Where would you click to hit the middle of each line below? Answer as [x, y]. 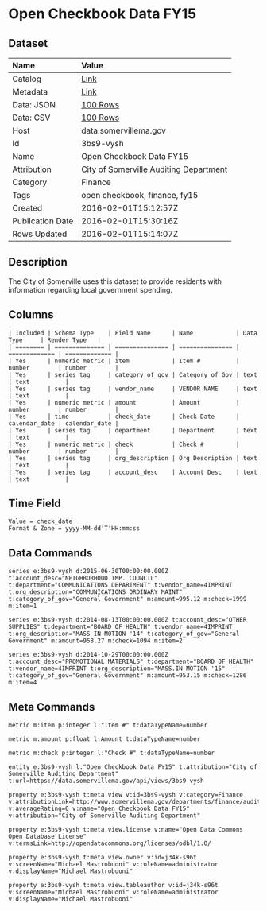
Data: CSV [31, 118]
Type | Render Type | [55, 340]
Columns [31, 315]
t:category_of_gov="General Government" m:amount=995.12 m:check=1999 [128, 599]
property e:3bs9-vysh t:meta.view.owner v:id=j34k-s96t [103, 858]
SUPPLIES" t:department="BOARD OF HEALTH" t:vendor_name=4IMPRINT [120, 627]
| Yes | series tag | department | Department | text [133, 430]
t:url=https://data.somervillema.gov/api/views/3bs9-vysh [106, 781]
